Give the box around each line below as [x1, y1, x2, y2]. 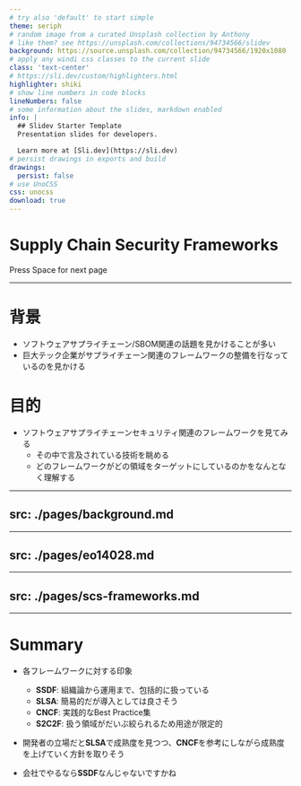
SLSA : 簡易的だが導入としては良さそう [35, 696, 179, 707]
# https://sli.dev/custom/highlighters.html [9, 72, 178, 81]
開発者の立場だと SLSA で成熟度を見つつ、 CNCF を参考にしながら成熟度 [21, 738, 285, 748]
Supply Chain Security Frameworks [9, 235, 279, 256]
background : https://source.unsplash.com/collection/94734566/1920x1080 [9, 47, 287, 56]
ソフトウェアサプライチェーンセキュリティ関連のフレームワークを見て [21, 427, 280, 438]
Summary [9, 634, 83, 655]
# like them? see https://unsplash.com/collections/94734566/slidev [9, 38, 271, 48]
